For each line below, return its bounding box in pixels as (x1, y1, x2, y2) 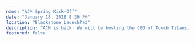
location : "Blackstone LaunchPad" (6, 19, 91, 25)
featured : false (6, 30, 46, 36)
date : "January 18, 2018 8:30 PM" (6, 14, 91, 20)
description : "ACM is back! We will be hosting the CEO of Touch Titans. (6, 25, 190, 31)
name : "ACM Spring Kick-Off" (6, 8, 77, 15)
